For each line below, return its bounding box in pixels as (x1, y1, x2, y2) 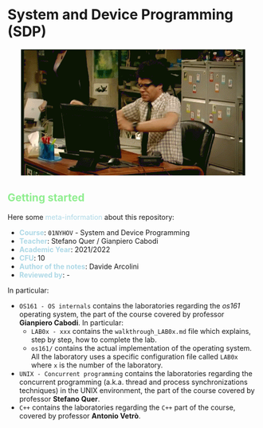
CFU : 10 (18, 253, 45, 262)
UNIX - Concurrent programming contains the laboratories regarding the (18, 368, 253, 378)
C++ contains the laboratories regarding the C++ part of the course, (18, 402, 236, 412)
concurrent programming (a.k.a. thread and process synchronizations (18, 377, 248, 387)
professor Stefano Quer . (18, 394, 100, 403)
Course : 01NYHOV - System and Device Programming (18, 227, 190, 237)
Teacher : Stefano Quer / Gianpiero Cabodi (18, 236, 159, 245)
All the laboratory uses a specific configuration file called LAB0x (30, 351, 238, 361)
